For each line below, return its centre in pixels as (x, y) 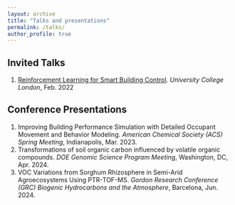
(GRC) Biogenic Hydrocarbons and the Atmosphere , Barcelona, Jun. (118, 187)
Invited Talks (36, 62)
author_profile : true (40, 34)
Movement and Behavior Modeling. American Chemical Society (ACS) (120, 134)
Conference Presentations (67, 110)
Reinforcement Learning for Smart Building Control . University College (121, 80)
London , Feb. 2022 (46, 88)
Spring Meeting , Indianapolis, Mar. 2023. (77, 142)
